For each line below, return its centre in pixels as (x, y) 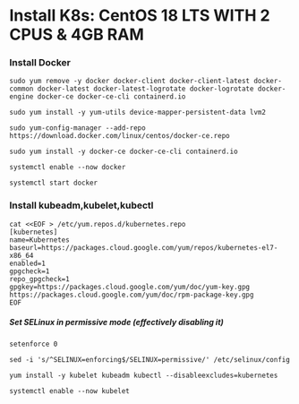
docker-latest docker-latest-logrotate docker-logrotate (145, 89)
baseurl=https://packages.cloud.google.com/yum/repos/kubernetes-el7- (144, 247)
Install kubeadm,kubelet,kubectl (81, 205)
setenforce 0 (34, 344)
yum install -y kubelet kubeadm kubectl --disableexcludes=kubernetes (144, 375)
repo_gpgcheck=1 (39, 279)
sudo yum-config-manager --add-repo (77, 128)
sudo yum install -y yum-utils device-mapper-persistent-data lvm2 (138, 113)
